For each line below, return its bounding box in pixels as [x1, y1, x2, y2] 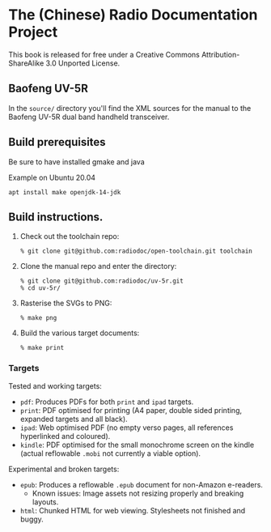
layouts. [32, 496, 59, 507]
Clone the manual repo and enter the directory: [19, 262, 177, 271]
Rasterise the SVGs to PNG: [19, 298, 112, 309]
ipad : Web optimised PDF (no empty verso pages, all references [19, 423, 234, 432]
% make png [19, 314, 57, 322]
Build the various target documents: [19, 328, 140, 338]
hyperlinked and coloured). [19, 431, 111, 440]
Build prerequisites [8, 135, 107, 149]
